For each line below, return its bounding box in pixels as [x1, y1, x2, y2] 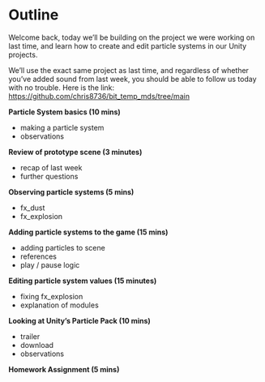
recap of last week [19, 162, 83, 172]
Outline [8, 6, 59, 24]
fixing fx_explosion [19, 291, 83, 301]
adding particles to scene [19, 243, 105, 252]
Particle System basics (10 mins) [8, 107, 122, 117]
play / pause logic [19, 260, 80, 269]
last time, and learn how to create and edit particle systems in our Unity [8, 41, 247, 50]
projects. [8, 49, 38, 59]
